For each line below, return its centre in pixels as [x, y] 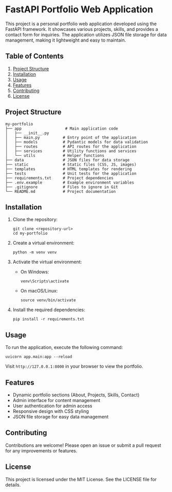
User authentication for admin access [52, 406]
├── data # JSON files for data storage [68, 160]
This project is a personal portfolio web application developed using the [81, 24]
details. [13, 485]
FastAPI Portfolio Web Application [79, 10]
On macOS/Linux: [39, 291]
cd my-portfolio [30, 233]
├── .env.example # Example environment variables [70, 183]
